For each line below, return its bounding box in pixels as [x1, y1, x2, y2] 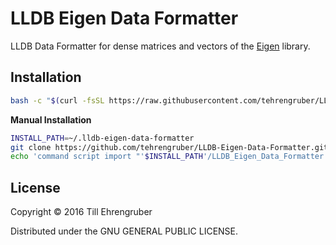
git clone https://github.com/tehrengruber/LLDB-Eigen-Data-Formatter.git [10, 142, 329, 152]
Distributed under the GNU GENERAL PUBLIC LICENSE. [10, 225, 239, 237]
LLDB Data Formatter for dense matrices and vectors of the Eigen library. [10, 40, 311, 52]
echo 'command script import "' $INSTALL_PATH [10, 152, 203, 162]
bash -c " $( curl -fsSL [10, 95, 105, 106]
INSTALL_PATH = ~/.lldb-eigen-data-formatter [10, 133, 195, 143]
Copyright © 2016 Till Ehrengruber [10, 206, 153, 218]
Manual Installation [10, 113, 92, 126]
